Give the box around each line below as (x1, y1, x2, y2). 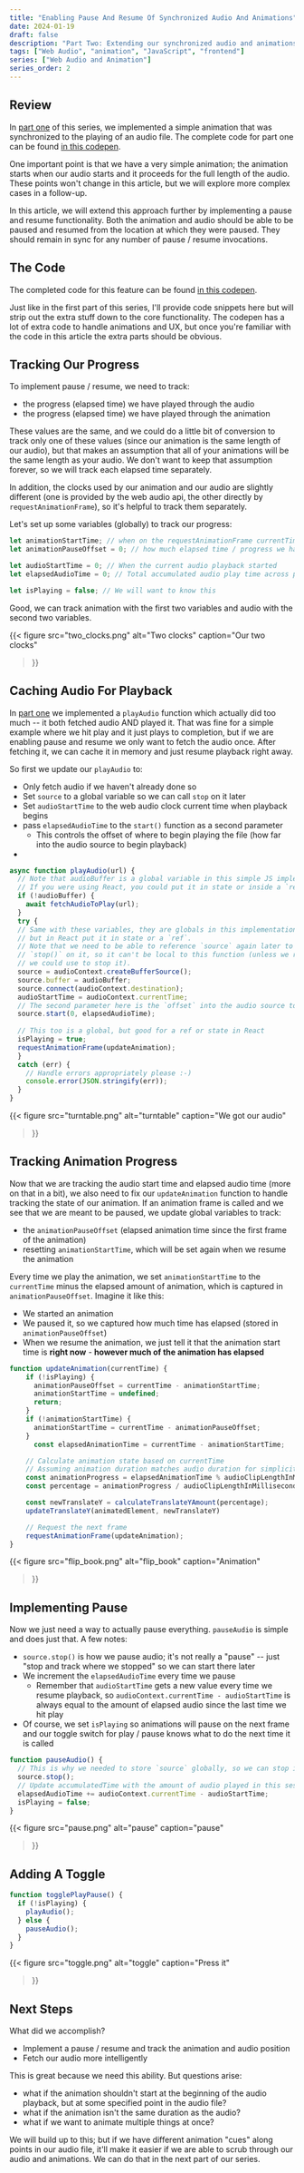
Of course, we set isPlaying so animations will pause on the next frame (22, 1718, 290, 1729)
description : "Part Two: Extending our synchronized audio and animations (9, 38, 298, 48)
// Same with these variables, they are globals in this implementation (17, 925, 298, 935)
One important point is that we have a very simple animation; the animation (9, 158, 289, 169)
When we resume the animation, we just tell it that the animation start (22, 1336, 280, 1347)
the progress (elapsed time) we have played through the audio (22, 398, 255, 409)
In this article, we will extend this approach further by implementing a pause (9, 205, 292, 216)
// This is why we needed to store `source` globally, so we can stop (17, 1764, 290, 1774)
